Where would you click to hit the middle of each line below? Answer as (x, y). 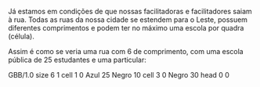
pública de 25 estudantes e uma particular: (77, 60)
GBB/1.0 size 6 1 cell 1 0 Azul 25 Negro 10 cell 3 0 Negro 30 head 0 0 (119, 75)
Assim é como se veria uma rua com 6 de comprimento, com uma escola (126, 51)
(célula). (22, 36)
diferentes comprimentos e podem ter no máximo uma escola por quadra (126, 28)
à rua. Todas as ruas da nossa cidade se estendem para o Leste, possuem (128, 20)
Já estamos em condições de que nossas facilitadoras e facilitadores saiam (130, 11)
